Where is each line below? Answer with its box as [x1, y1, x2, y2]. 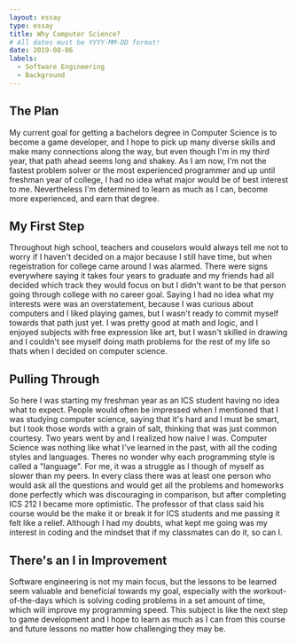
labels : [9, 54, 38, 63]
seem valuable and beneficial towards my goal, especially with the [9, 586, 252, 596]
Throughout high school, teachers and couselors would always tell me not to [9, 242, 289, 253]
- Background [17, 71, 66, 80]
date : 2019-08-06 [9, 46, 74, 55]
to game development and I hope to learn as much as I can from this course [9, 614, 286, 624]
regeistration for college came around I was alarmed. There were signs [9, 261, 269, 271]
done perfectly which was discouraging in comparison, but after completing [9, 490, 286, 500]
